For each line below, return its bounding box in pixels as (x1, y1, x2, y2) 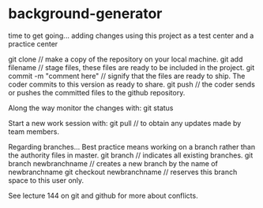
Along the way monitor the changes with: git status (8, 103, 174, 113)
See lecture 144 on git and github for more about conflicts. (8, 191, 199, 200)
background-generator (8, 5, 163, 23)
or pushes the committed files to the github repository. (8, 87, 186, 97)
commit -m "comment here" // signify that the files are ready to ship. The (8, 71, 246, 80)
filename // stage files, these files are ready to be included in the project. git (8, 62, 255, 72)
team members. (8, 127, 59, 136)
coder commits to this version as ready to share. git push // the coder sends (8, 80, 255, 89)
